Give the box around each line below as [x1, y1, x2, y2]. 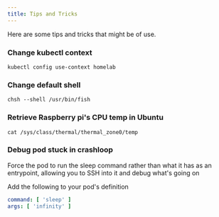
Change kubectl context [7, 48, 92, 57]
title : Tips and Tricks [7, 10, 78, 18]
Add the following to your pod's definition [7, 182, 129, 191]
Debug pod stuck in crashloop [7, 145, 114, 155]
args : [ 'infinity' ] [7, 203, 72, 210]
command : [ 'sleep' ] [7, 196, 72, 203]
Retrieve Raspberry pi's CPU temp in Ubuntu [7, 113, 164, 123]
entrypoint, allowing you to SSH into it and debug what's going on [7, 168, 200, 177]
